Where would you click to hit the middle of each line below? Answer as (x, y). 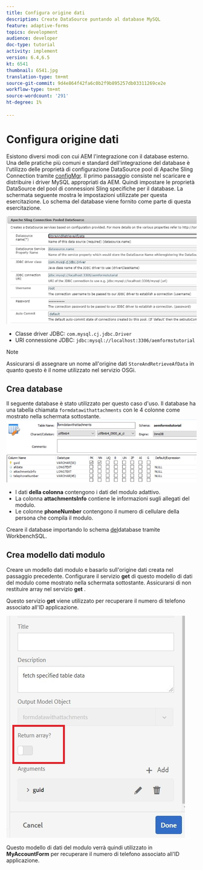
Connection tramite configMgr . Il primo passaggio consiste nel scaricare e (98, 175)
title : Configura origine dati (46, 13)
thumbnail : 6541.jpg (32, 70)
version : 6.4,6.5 (28, 58)
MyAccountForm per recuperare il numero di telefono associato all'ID (93, 854)
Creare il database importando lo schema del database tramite (83, 530)
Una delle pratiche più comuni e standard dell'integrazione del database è (98, 162)
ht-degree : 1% (24, 102)
